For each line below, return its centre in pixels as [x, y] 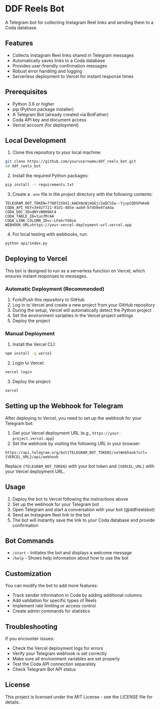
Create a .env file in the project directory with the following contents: [82, 194]
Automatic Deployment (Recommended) [55, 289]
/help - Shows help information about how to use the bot [70, 558]
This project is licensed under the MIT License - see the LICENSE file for [79, 697]
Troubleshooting [31, 626]
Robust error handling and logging [47, 71]
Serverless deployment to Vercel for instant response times [73, 76]
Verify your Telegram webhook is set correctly [60, 653]
